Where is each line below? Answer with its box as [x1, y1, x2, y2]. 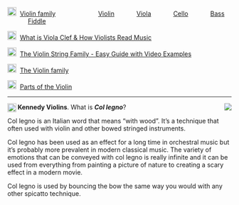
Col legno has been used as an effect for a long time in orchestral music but [7, 138, 230, 146]
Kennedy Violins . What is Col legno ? [17, 103, 127, 111]
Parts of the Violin [19, 82, 73, 91]
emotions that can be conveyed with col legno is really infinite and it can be [7, 153, 228, 161]
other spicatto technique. [7, 189, 81, 198]
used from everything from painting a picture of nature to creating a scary [7, 160, 224, 169]
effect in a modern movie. [7, 168, 83, 177]
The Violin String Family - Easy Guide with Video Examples [19, 50, 192, 58]
